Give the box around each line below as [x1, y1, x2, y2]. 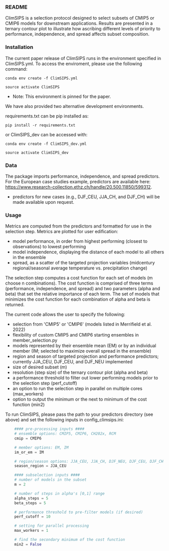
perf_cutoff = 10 [14, 514, 51, 519]
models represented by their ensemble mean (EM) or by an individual [12, 343, 156, 349]
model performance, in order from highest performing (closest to [12, 238, 148, 244]
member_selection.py [12, 337, 58, 344]
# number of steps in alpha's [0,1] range [14, 491, 105, 496]
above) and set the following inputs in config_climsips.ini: [5, 417, 124, 423]
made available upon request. [12, 199, 75, 205]
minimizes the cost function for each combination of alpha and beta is [5, 296, 150, 302]
